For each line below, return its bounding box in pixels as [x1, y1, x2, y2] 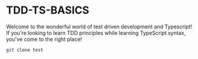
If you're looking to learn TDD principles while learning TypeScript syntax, [6, 29, 186, 36]
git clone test [6, 47, 44, 53]
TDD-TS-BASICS [6, 4, 90, 17]
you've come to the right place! [6, 35, 82, 42]
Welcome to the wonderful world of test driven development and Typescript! [6, 23, 192, 30]
